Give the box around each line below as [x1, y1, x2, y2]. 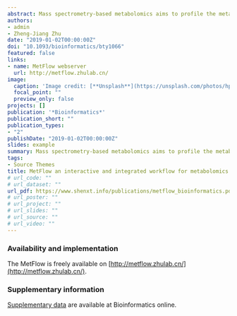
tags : [7, 154, 23, 162]
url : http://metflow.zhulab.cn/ [13, 69, 109, 76]
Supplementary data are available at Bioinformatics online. [7, 300, 177, 309]
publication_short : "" [7, 115, 74, 122]
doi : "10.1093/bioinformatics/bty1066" [7, 43, 125, 50]
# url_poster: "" [7, 194, 59, 201]
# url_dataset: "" [7, 181, 61, 188]
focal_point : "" [13, 89, 61, 96]
